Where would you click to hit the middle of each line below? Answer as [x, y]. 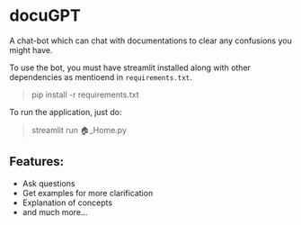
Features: [37, 162]
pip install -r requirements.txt [85, 94]
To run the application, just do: [66, 112]
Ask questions [49, 183]
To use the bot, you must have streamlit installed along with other [130, 67]
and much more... [55, 211]
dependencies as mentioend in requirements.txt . [101, 76]
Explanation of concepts [67, 202]
